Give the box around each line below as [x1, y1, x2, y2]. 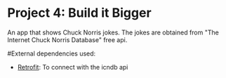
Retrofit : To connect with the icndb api [17, 63, 128, 71]
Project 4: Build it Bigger [7, 5, 152, 21]
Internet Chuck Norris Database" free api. [7, 35, 128, 44]
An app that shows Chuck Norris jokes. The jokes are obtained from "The [7, 28, 219, 37]
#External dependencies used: [7, 49, 96, 58]
